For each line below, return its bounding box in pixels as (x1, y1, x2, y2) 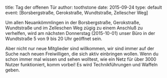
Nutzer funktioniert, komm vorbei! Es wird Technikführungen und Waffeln (5, 62, 158, 67)
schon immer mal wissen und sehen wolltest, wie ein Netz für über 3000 (5, 56, 157, 62)
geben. (5, 67, 20, 73)
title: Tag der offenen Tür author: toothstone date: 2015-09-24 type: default (5, 5, 162, 10)
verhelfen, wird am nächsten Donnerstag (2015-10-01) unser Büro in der (5, 30, 155, 36)
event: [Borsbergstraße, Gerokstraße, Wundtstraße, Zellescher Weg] (5, 10, 148, 16)
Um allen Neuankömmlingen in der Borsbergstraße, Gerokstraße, (5, 20, 141, 25)
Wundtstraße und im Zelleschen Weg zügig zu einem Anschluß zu (5, 25, 143, 31)
